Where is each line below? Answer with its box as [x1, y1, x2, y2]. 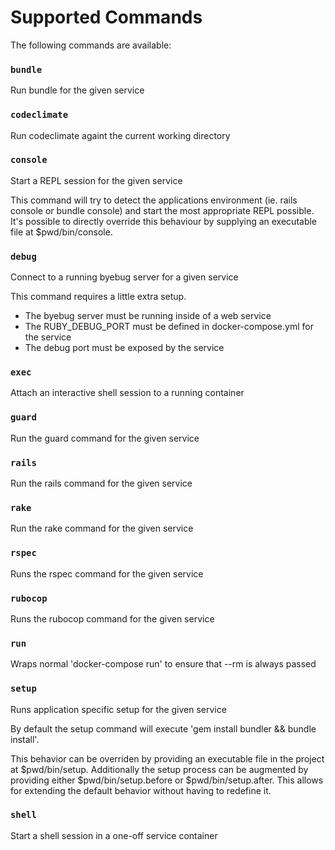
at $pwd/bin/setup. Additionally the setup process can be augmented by [10, 763, 309, 775]
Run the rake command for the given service [10, 522, 194, 535]
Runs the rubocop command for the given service [10, 612, 215, 625]
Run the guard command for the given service [10, 432, 200, 444]
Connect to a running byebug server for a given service [10, 271, 239, 283]
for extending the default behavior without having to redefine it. [10, 784, 272, 796]
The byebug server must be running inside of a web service [24, 310, 272, 322]
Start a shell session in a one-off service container [10, 829, 218, 841]
